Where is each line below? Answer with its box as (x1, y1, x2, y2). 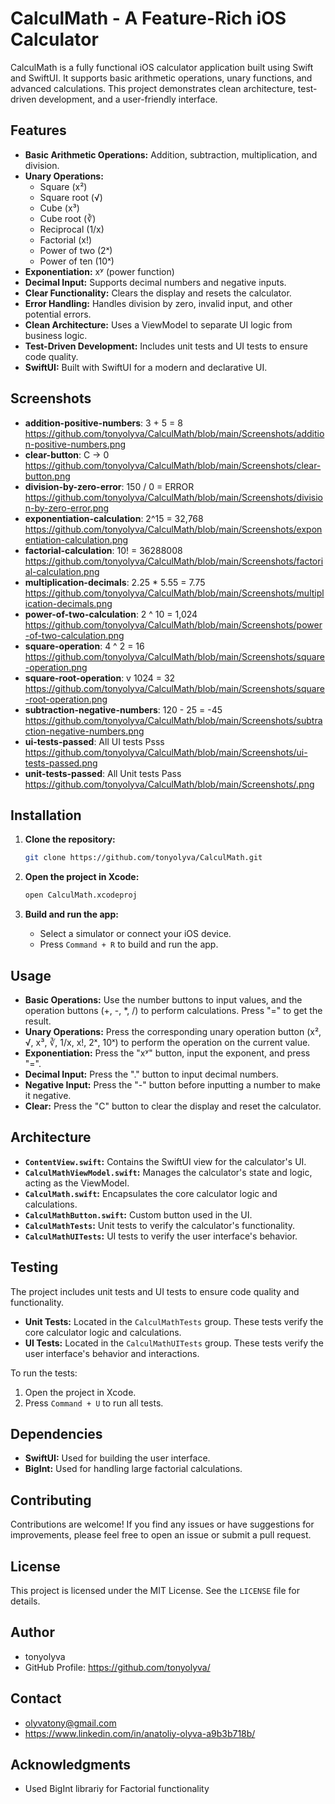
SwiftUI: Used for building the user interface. (24, 1452, 211, 1464)
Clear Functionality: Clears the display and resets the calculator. (24, 287, 292, 299)
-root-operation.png (24, 693, 108, 705)
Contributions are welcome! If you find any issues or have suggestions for (10, 1518, 315, 1531)
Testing (10, 1259, 59, 1276)
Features (10, 122, 67, 139)
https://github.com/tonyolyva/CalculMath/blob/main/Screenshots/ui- (24, 746, 308, 758)
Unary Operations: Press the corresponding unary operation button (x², (24, 1025, 322, 1037)
